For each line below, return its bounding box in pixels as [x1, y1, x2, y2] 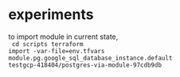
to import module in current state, [8, 32, 119, 41]
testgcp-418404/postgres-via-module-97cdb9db [8, 61, 162, 69]
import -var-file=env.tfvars [8, 47, 105, 55]
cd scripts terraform [11, 40, 84, 48]
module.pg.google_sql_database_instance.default [8, 54, 173, 62]
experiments [8, 6, 94, 24]
